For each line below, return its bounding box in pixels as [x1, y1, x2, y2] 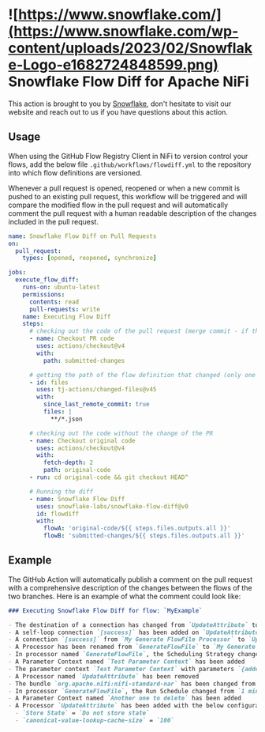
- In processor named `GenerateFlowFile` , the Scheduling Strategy [8, 651, 235, 658]
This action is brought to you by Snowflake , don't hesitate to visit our [8, 99, 232, 108]
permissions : [22, 290, 65, 298]
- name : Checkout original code [28, 436, 136, 444]
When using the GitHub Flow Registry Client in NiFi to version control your [8, 151, 248, 160]
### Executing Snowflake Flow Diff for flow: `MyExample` [8, 606, 203, 614]
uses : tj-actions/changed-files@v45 [36, 386, 157, 394]
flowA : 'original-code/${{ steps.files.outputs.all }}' [43, 524, 231, 533]
